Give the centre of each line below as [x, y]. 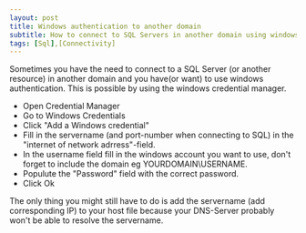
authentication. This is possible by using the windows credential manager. [148, 88]
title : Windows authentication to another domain [106, 26]
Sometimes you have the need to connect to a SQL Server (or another [140, 69]
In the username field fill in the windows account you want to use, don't [157, 155]
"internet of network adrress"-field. [89, 145]
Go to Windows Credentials [74, 116]
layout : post [34, 18]
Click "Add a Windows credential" [86, 126]
